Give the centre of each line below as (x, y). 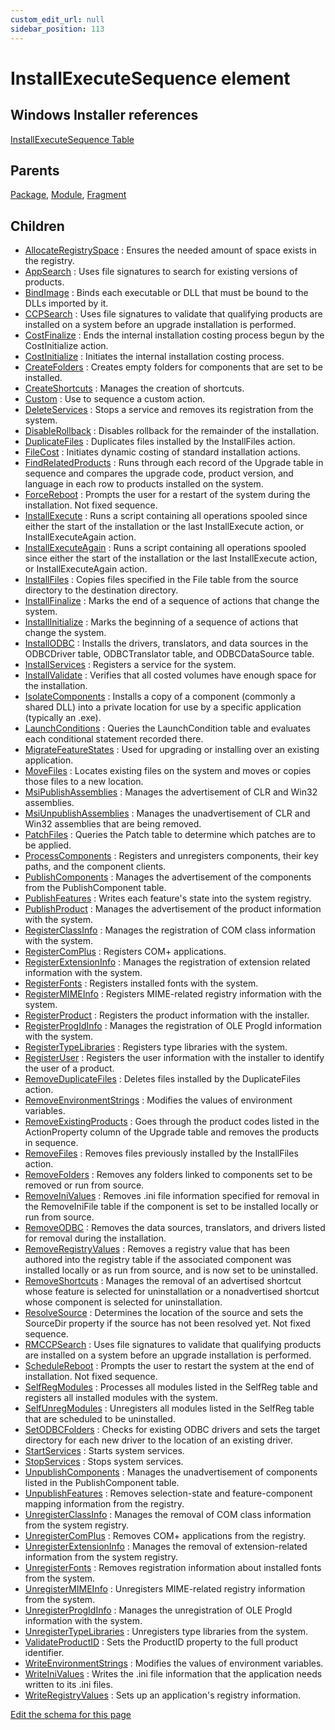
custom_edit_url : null (57, 19)
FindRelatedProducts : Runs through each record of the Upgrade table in (174, 463)
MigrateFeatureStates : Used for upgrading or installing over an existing (172, 750)
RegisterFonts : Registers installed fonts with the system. (141, 983)
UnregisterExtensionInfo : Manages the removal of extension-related (166, 1547)
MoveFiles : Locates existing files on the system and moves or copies (168, 771)
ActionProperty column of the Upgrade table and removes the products (172, 1132)
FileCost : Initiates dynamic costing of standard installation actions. (162, 452)
